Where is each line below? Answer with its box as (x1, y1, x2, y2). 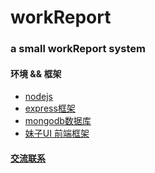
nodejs (24, 91, 53, 103)
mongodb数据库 (24, 115, 92, 127)
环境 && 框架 (10, 67, 62, 80)
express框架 (24, 102, 76, 115)
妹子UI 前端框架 (24, 127, 90, 140)
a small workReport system (10, 42, 146, 56)
